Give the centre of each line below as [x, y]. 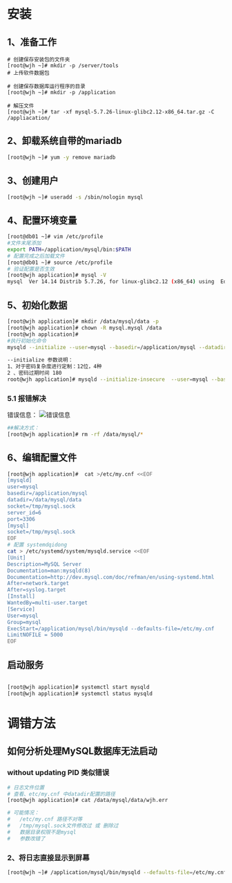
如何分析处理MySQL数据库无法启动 [82, 751]
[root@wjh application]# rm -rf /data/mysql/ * [75, 434]
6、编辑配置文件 [42, 458]
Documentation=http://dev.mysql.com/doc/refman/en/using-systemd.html [111, 577]
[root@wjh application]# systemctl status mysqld [80, 693]
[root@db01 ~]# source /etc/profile [60, 262]
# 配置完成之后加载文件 [36, 256]
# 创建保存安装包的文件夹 [39, 60]
